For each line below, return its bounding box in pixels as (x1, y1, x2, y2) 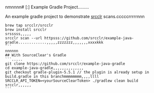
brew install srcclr (5, 27, 47, 32)
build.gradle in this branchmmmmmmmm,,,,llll (5, 74, 99, 79)
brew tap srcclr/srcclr (5, 23, 54, 28)
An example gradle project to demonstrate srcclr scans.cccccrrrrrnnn (5, 14, 145, 19)
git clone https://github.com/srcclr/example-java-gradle (5, 61, 125, 66)
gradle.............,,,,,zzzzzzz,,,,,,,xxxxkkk (5, 40, 104, 45)
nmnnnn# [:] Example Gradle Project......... (5, 4, 89, 10)
